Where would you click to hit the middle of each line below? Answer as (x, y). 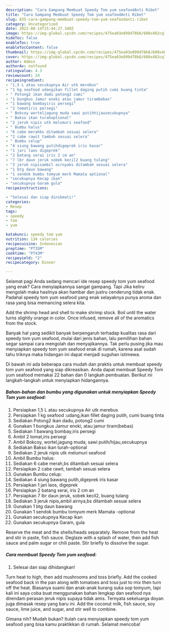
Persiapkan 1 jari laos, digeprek (45, 485)
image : (13, 33)
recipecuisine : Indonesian (34, 244)
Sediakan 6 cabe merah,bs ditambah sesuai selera (65, 464)
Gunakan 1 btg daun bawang (43, 506)
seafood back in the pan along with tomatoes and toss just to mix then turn (83, 583)
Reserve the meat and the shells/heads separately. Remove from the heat (82, 532)
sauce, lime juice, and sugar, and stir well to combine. (62, 609)
